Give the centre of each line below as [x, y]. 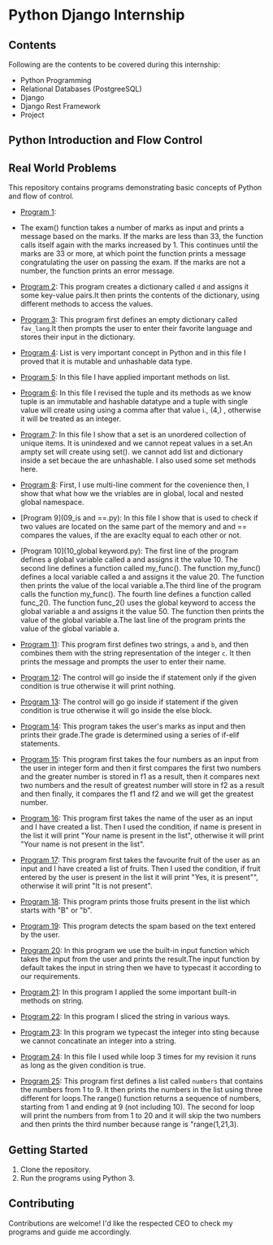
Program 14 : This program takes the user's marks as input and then [133, 726]
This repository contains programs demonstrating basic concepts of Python [135, 188]
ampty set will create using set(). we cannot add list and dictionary [132, 452]
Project [32, 115]
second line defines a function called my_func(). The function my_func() [141, 568]
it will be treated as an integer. [71, 419]
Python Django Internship [97, 15]
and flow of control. [41, 196]
